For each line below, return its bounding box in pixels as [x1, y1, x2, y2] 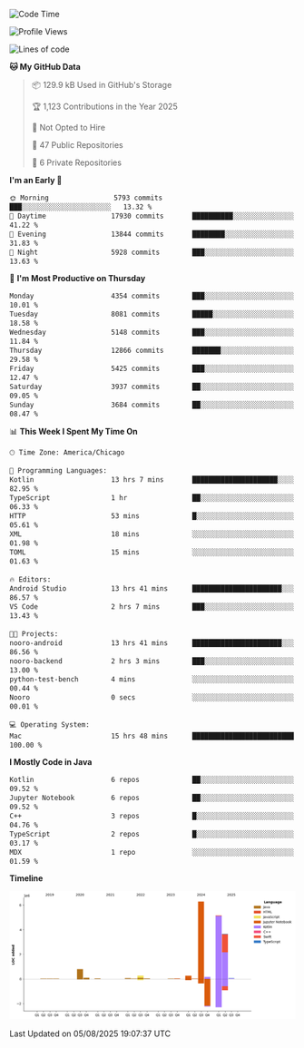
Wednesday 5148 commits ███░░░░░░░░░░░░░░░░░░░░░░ [9, 328, 295, 337]
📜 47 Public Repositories [31, 140, 124, 150]
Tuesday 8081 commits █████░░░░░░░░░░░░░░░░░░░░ [9, 309, 295, 318]
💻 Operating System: [9, 720, 91, 730]
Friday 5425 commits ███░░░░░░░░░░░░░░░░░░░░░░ [9, 364, 295, 373]
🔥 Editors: [9, 575, 52, 584]
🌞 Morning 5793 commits [9, 193, 163, 202]
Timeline [9, 873, 44, 884]
